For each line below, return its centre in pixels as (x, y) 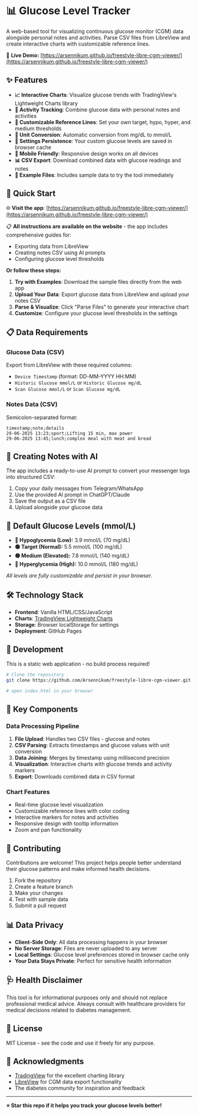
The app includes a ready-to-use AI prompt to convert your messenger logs (98, 471)
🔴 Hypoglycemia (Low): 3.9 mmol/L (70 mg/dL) (72, 540)
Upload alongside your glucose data (59, 507)
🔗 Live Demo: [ (24, 55)
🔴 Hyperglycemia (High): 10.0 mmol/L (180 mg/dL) (76, 564)
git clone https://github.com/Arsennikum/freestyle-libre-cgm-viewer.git (99, 680)
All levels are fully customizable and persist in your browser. (79, 576)
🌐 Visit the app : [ (27, 208)
